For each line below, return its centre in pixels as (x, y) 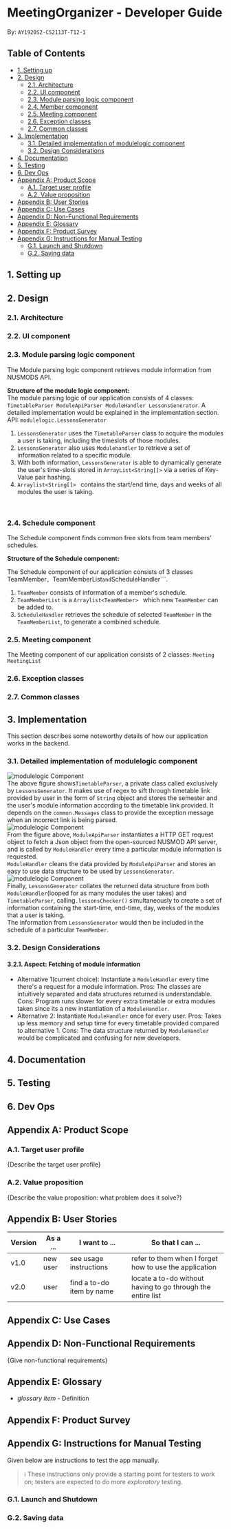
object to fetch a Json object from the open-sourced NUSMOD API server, (112, 842)
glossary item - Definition (53, 1398)
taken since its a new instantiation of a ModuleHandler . (93, 1009)
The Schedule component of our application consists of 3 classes (100, 572)
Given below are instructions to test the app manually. (83, 1460)
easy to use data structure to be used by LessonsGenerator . (91, 871)
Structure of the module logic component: (68, 390)
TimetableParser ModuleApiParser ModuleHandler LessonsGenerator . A (107, 405)
